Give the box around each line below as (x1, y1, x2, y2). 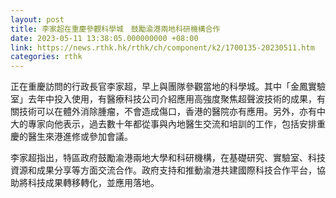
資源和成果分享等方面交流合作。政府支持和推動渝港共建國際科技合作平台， (10, 164, 317, 176)
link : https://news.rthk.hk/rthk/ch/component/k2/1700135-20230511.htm (10, 42, 315, 53)
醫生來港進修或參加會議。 (27, 131, 133, 143)
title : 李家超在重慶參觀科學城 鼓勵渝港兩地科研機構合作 (10, 24, 221, 34)
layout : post (10, 14, 65, 25)
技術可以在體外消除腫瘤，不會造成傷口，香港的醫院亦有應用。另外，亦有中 (18, 106, 326, 118)
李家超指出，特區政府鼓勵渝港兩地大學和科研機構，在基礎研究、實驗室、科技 (10, 152, 326, 164)
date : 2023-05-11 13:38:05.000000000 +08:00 (10, 33, 199, 43)
